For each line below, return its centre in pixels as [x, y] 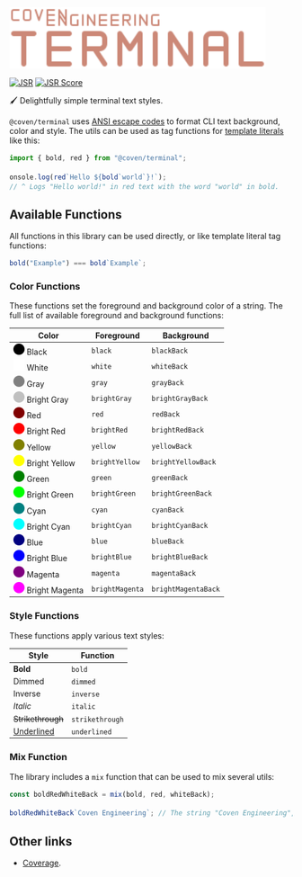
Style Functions [44, 616]
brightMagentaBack [186, 589]
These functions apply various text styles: [87, 635]
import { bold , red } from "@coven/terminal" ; [98, 158]
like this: [25, 140]
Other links [41, 841]
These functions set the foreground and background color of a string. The [146, 306]
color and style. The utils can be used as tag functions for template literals [147, 131]
